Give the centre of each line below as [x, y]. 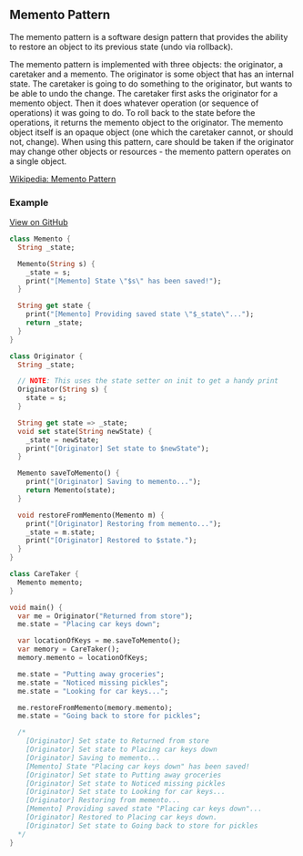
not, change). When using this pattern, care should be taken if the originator [151, 141]
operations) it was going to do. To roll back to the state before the [132, 112]
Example [29, 202]
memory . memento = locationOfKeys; [83, 658]
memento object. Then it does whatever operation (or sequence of [134, 103]
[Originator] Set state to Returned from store [117, 741]
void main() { [36, 607]
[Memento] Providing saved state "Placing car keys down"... [144, 809]
